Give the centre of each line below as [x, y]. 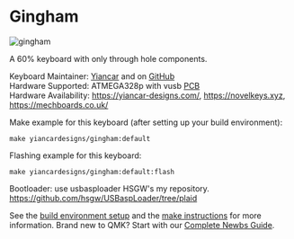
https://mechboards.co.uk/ [59, 104]
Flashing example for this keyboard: [76, 155]
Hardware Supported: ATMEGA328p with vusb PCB [105, 85]
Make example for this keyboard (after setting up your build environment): [146, 122]
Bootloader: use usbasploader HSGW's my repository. [109, 188]
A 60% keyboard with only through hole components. [108, 58]
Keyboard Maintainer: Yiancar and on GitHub [92, 76]
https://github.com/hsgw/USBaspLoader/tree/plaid [103, 198]
